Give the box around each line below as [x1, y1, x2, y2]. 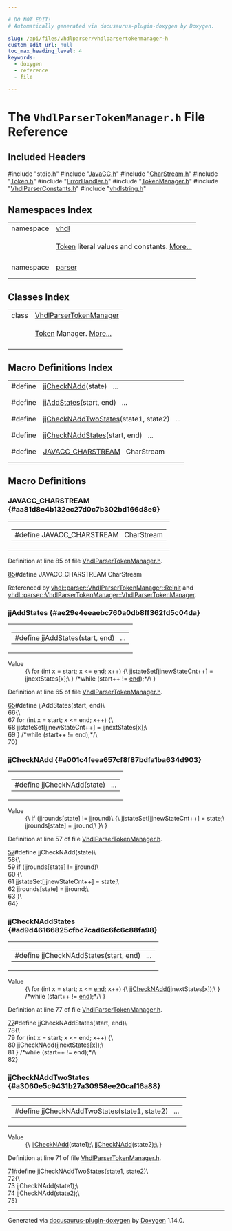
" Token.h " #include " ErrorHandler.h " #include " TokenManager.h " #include [8, 177, 219, 185]
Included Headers [8, 151, 86, 163]
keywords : [8, 54, 36, 61]
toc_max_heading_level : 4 [8, 48, 82, 55]
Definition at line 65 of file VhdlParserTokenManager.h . [8, 688, 163, 697]
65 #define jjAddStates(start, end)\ [8, 701, 105, 710]
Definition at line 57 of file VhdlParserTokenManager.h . [8, 835, 162, 843]
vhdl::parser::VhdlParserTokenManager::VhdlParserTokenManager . [8, 590, 197, 599]
